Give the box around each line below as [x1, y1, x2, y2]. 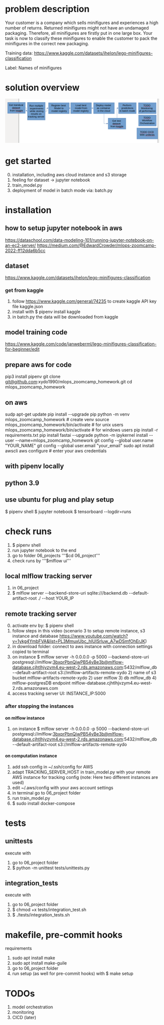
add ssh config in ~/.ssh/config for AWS [12, 764, 93, 769]
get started [5, 155, 51, 167]
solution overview [5, 82, 80, 93]
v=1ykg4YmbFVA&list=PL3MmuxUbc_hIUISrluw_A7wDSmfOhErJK [12, 638, 145, 644]
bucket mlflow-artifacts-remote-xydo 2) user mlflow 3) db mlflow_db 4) [12, 675, 157, 681]
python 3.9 [5, 479, 40, 487]
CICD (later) [12, 1015, 37, 1021]
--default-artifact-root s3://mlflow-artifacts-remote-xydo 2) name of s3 [12, 670, 157, 676]
